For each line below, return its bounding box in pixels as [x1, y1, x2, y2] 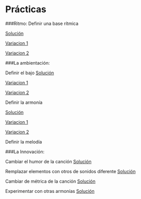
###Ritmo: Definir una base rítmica [5, 20, 79, 26]
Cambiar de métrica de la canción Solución [5, 178, 96, 184]
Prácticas [5, 4, 47, 15]
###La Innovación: [5, 149, 45, 155]
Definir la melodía [5, 138, 42, 145]
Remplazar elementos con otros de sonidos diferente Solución [5, 168, 136, 174]
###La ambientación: [5, 60, 50, 66]
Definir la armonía [5, 99, 43, 105]
